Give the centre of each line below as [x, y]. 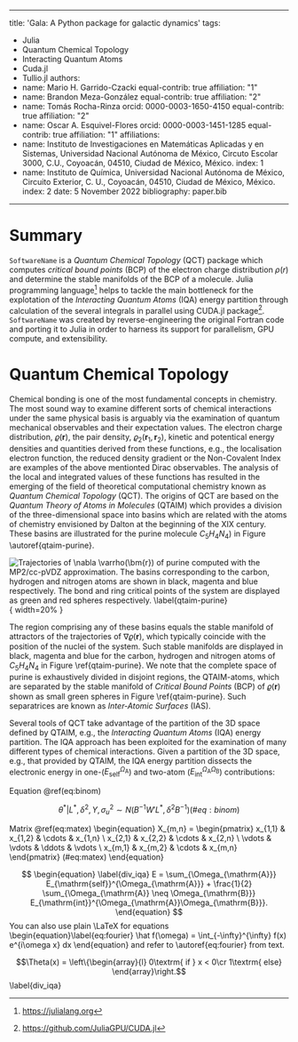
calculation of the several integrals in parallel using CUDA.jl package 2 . [137, 309]
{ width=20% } [36, 609]
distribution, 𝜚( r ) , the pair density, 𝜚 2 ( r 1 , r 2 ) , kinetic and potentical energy [142, 438]
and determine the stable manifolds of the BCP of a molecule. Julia [131, 279]
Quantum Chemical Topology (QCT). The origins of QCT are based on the [144, 495]
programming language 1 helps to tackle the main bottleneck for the [132, 289]
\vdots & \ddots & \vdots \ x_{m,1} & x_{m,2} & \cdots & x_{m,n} [123, 848]
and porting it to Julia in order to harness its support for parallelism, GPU [142, 329]
